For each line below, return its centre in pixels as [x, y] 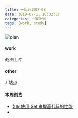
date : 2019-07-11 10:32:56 [32, 14]
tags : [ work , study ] [26, 23]
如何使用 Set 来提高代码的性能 [42, 106]
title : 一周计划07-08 [26, 10]
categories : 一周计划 [26, 19]
